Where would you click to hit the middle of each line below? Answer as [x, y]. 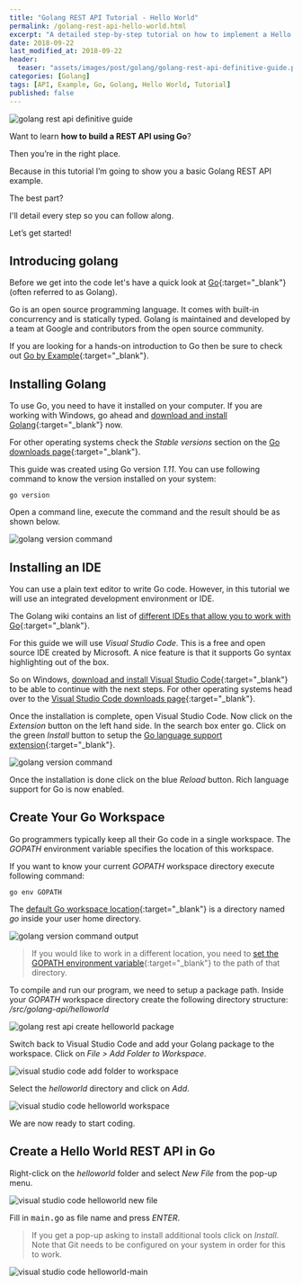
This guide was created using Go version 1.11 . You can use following [135, 470]
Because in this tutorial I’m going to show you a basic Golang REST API [141, 171]
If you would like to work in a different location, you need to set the [155, 953]
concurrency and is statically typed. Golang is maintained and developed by [150, 319]
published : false [42, 93]
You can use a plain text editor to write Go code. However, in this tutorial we [150, 589]
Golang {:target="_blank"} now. [66, 425]
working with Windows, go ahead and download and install [118, 416]
